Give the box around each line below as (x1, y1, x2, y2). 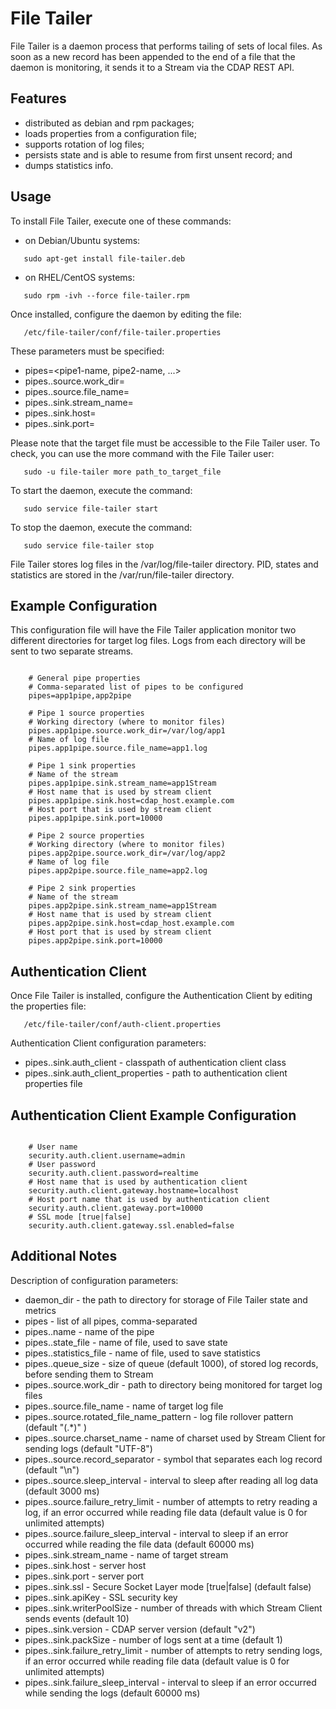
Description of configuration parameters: (10, 1274, 179, 1286)
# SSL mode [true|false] (28, 1212, 132, 1222)
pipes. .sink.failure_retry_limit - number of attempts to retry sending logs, (24, 1644, 323, 1656)
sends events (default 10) (24, 1612, 130, 1624)
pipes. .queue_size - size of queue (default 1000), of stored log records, (24, 1357, 319, 1369)
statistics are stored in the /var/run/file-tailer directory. (10, 568, 235, 581)
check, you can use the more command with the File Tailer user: (10, 447, 275, 459)
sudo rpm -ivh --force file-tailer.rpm (23, 290, 190, 301)
